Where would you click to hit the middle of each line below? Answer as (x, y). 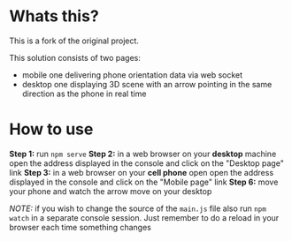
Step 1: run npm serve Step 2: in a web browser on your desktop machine (143, 154)
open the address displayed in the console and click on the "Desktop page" (147, 163)
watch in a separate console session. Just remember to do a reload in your (144, 217)
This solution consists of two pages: (75, 57)
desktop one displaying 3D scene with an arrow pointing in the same (147, 84)
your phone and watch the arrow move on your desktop (111, 191)
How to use (51, 129)
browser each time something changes (81, 227)
